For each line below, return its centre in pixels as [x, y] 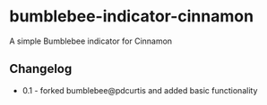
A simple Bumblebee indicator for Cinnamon [91, 41]
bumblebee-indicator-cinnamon [131, 16]
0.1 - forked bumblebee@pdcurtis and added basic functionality [140, 90]
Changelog [41, 69]
